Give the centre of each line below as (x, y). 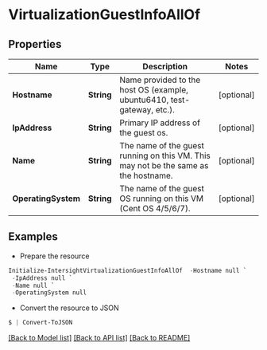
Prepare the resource (54, 256)
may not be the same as (164, 165)
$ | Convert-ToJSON (41, 323)
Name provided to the (160, 80)
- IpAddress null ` (42, 278)
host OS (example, (154, 90)
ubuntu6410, (144, 100)
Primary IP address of (160, 123)
